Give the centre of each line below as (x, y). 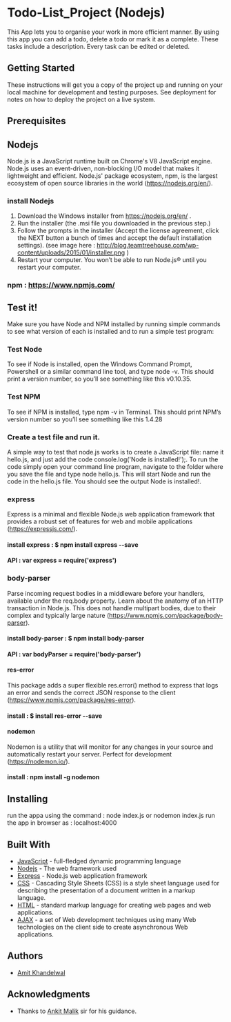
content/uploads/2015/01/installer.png (71, 252)
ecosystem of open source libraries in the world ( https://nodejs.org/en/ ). (110, 183)
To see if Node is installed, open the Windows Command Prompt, (100, 364)
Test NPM (24, 397)
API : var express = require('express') (62, 561)
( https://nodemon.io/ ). (39, 761)
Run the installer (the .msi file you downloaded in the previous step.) (114, 223)
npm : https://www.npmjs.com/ (61, 285)
